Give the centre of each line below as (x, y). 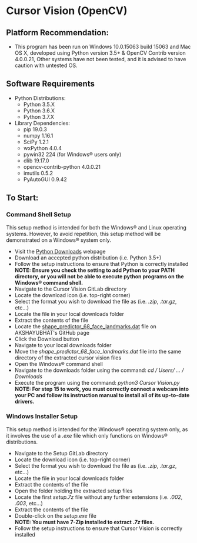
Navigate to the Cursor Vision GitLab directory (71, 289)
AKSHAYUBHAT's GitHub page (52, 332)
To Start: (22, 198)
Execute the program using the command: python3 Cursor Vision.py (97, 382)
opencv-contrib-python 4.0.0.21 (62, 166)
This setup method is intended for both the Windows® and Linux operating (96, 227)
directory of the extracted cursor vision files (68, 358)
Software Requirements (51, 84)
